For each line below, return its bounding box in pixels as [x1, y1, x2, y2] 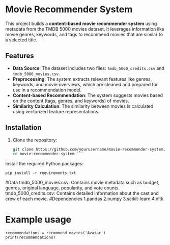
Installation [5, 124, 42, 132]
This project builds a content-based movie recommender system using [5, 20, 157, 27]
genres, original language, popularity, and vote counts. [5, 185, 120, 191]
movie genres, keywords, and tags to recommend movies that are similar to [5, 31, 163, 37]
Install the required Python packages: [5, 161, 84, 167]
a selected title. [5, 37, 38, 43]
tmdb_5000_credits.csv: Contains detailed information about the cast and [5, 190, 159, 197]
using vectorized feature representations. [12, 108, 100, 114]
